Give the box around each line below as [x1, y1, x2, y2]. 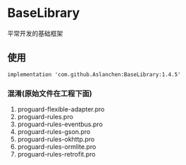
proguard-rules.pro [17, 113, 74, 121]
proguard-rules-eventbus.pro [17, 120, 104, 128]
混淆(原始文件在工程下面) [7, 88, 93, 98]
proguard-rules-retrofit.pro [17, 150, 96, 159]
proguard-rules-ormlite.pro [17, 142, 97, 151]
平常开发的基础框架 [7, 29, 63, 37]
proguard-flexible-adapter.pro [17, 105, 105, 114]
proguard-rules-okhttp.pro [17, 135, 95, 144]
